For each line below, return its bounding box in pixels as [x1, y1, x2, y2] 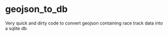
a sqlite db [5, 25, 27, 31]
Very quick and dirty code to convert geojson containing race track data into [5, 20, 163, 26]
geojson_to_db [5, 3, 68, 15]
